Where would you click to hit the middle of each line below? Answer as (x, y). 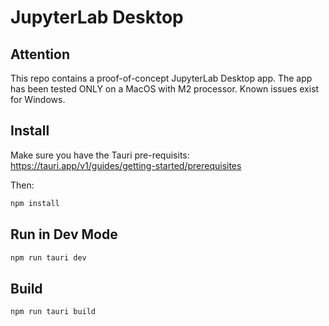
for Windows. (38, 99)
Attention (40, 54)
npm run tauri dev (48, 257)
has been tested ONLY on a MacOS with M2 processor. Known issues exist (165, 89)
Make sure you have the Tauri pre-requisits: (100, 155)
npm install (35, 203)
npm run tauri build (53, 312)
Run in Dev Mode (64, 234)
